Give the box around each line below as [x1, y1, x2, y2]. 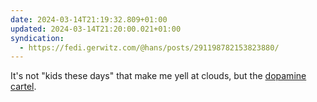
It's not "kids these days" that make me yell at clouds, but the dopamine [10, 70, 307, 82]
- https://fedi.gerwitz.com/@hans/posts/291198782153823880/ [19, 42, 280, 53]
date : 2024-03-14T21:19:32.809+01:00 [10, 14, 168, 25]
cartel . [10, 81, 37, 93]
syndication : [10, 33, 65, 43]
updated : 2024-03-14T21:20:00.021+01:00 [10, 24, 182, 34]
